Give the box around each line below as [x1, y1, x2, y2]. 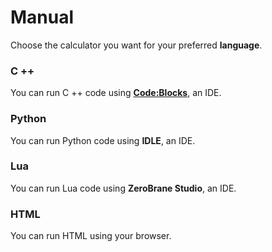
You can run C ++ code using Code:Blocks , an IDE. [10, 87, 222, 99]
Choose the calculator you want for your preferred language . [10, 39, 263, 51]
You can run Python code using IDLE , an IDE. [10, 134, 196, 146]
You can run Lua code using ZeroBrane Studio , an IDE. [10, 182, 237, 194]
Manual [10, 6, 75, 29]
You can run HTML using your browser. [10, 230, 172, 242]
